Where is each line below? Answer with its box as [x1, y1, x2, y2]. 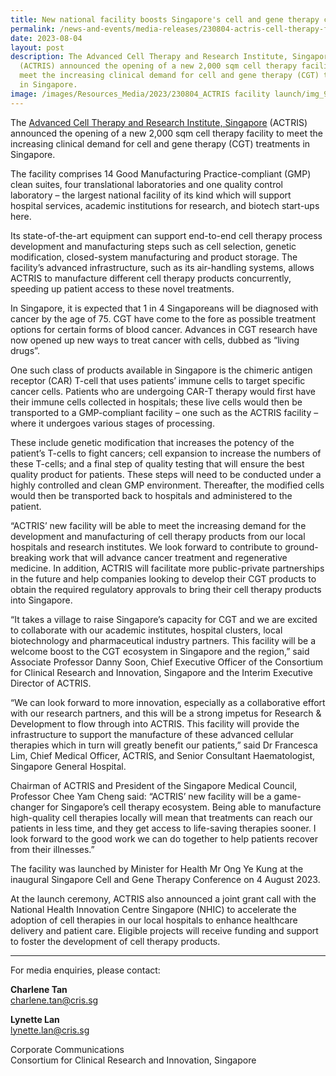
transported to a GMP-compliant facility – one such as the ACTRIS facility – [10, 406, 319, 418]
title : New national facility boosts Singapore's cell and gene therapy [10, 14, 320, 25]
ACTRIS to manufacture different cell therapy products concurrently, [10, 272, 292, 284]
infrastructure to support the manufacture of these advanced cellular [10, 728, 294, 740]
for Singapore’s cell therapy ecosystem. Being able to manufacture [46, 801, 322, 813]
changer [10, 801, 45, 813]
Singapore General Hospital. [10, 760, 127, 772]
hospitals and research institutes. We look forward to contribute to [10, 541, 283, 553]
